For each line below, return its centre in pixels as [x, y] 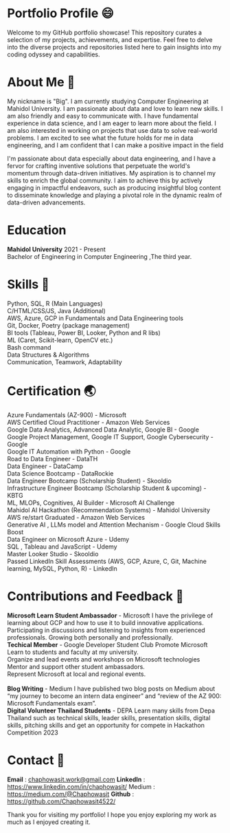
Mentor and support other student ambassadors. [76, 666]
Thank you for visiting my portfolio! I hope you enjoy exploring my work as [112, 814]
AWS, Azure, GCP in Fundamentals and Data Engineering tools [95, 318]
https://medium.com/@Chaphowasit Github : [71, 794]
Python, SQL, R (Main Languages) [55, 303]
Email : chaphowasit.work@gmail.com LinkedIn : [76, 779]
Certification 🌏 [51, 391]
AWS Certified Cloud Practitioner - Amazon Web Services [89, 422]
